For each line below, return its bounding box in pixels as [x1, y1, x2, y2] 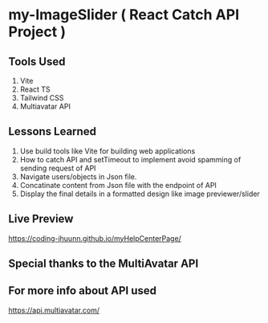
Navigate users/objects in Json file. [19, 171, 137, 182]
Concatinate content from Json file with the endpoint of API [19, 180, 217, 190]
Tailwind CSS [19, 93, 64, 102]
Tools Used [8, 55, 66, 68]
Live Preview [8, 212, 74, 226]
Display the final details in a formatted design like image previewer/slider [19, 189, 261, 198]
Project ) [8, 22, 67, 41]
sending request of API [19, 163, 96, 173]
